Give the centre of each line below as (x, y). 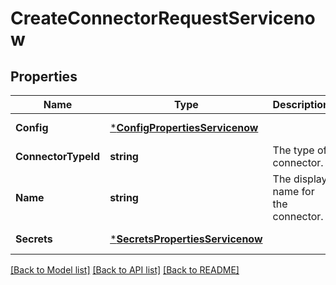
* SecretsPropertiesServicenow (186, 239)
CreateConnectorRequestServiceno (163, 18)
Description (301, 104)
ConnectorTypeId (58, 156)
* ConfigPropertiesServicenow (184, 127)
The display (300, 179)
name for (293, 191)
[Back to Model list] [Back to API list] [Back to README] (125, 270)
